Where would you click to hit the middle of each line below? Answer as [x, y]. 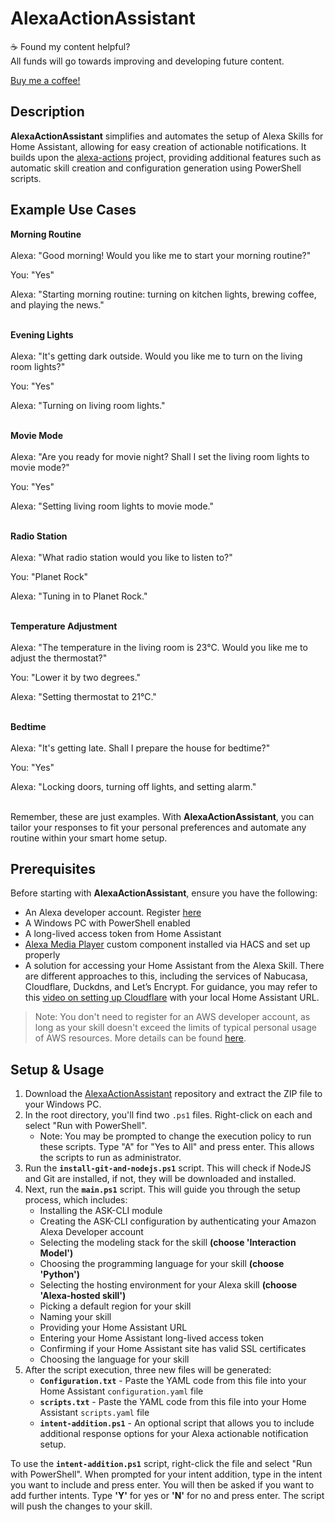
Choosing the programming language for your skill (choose [162, 1264]
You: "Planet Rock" [49, 576]
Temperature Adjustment [64, 626]
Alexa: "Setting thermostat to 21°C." [83, 696]
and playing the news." [57, 304]
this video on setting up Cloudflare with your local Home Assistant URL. [172, 998]
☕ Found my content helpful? [70, 46]
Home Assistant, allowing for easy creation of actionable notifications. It [158, 146]
